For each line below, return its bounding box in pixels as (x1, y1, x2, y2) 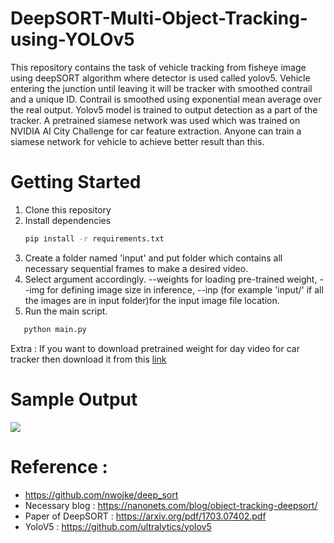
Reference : (10, 455, 108, 478)
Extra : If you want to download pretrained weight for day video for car (10, 342, 300, 354)
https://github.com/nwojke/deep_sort (24, 488, 179, 501)
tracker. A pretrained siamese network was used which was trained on (10, 114, 301, 126)
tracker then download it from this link (10, 353, 167, 365)
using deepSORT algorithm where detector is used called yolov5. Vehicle (10, 72, 311, 84)
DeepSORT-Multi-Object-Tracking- (10, 7, 308, 30)
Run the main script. (24, 305, 108, 317)
